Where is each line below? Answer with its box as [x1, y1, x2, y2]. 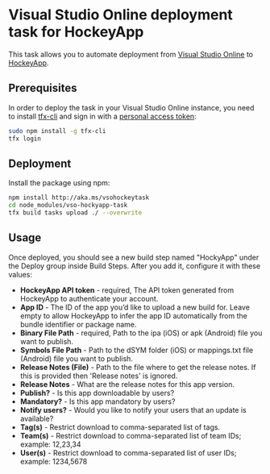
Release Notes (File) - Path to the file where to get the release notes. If [19, 362, 256, 372]
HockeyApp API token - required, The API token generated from [19, 285, 235, 295]
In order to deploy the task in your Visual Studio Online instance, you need [8, 102, 255, 112]
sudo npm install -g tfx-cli [8, 127, 106, 135]
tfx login [8, 135, 42, 143]
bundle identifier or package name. [19, 319, 137, 329]
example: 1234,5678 [19, 456, 88, 466]
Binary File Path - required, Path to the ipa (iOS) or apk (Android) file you [19, 328, 263, 338]
